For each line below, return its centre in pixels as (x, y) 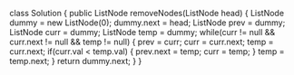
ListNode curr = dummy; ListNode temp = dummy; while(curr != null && (142, 32)
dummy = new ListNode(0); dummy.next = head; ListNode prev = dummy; (147, 23)
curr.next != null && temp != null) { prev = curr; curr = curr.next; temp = (142, 42)
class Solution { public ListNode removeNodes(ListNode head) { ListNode (147, 13)
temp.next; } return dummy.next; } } (76, 61)
